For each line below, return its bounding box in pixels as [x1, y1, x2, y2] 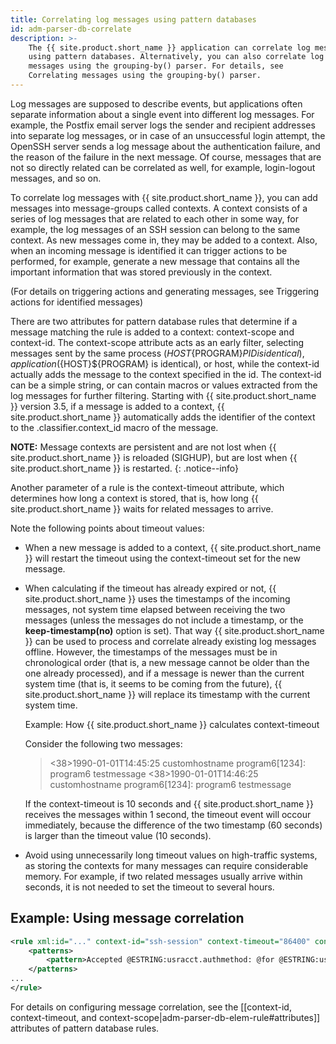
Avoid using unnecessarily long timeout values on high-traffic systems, [24, 849, 318, 861]
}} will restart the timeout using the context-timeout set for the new [24, 552, 301, 564]
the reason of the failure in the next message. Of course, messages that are [10, 151, 322, 163]
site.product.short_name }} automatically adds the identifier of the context [10, 411, 316, 423]
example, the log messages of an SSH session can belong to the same [10, 223, 301, 235]
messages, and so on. [10, 172, 102, 184]
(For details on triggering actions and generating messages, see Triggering [10, 285, 320, 297]
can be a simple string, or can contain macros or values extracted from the [10, 379, 318, 391]
